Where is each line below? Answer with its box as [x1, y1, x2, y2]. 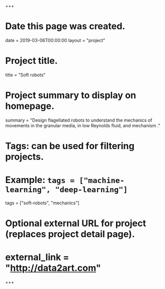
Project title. [5, 55, 58, 66]
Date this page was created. [5, 21, 126, 32]
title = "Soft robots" [5, 71, 46, 78]
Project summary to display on [5, 90, 137, 101]
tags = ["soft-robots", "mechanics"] [5, 200, 79, 206]
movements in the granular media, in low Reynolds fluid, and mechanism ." [5, 122, 160, 128]
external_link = [5, 251, 69, 263]
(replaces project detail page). [5, 229, 135, 240]
